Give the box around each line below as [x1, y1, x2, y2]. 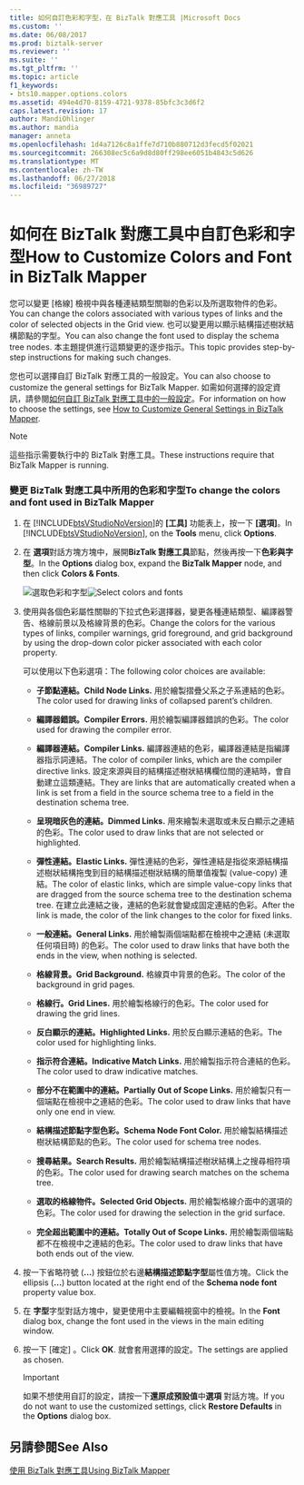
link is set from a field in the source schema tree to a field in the [35, 787, 274, 798]
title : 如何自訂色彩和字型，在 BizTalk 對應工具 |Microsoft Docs [9, 13, 241, 23]
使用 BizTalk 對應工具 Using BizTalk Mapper [9, 1465, 171, 1476]
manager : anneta [9, 132, 71, 141]
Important [22, 1372, 60, 1383]
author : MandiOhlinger [9, 114, 95, 124]
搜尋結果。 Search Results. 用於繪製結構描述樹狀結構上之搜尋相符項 [35, 1155, 290, 1167]
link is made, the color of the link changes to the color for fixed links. [35, 910, 293, 921]
